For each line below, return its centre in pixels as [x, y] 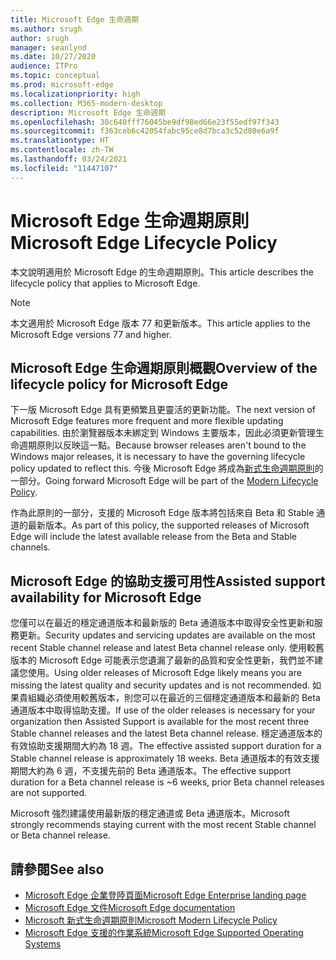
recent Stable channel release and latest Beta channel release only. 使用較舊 [167, 648]
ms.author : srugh [46, 29]
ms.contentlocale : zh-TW [62, 150]
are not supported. [49, 793]
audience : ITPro [44, 66]
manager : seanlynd [48, 47]
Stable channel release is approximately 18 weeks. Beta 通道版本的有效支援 [165, 758]
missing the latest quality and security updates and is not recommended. [160, 685]
